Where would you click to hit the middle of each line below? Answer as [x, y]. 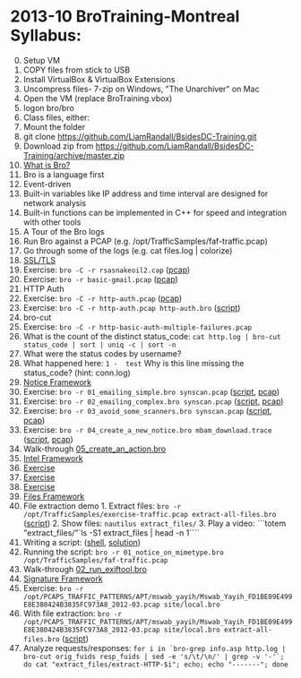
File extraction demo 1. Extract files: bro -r [102, 506]
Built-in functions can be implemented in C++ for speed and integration [155, 212]
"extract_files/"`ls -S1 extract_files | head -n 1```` [111, 532]
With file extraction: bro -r [72, 613]
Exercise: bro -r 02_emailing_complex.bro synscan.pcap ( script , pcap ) [153, 401]
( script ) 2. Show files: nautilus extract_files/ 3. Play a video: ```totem [155, 523]
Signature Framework [63, 579]
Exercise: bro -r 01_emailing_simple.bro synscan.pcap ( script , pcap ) [151, 391]
